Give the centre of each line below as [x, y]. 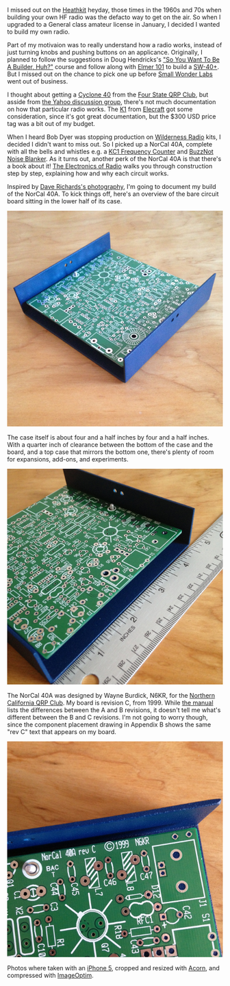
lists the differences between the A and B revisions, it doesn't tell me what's [114, 710]
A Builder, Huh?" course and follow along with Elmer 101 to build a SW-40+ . [113, 67]
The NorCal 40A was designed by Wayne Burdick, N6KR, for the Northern [111, 695]
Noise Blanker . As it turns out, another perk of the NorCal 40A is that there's [114, 159]
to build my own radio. [39, 31]
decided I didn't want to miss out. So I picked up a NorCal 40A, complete [110, 144]
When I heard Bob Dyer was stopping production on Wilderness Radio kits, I [114, 137]
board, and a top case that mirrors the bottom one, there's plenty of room [111, 452]
